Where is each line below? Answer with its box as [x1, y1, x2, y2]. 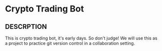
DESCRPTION [5, 23, 47, 31]
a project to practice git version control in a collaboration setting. [5, 40, 135, 46]
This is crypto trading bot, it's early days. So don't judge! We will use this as [5, 35, 158, 41]
